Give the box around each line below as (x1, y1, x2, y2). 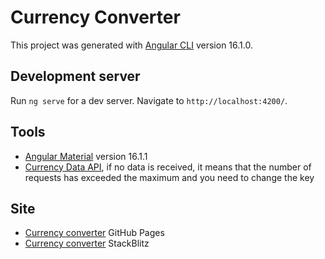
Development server (10, 68, 141, 85)
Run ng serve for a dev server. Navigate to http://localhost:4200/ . (10, 94, 288, 106)
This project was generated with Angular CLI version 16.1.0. (10, 39, 253, 51)
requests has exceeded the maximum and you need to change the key (24, 171, 315, 183)
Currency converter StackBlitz (24, 237, 150, 250)
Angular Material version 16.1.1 (24, 150, 148, 162)
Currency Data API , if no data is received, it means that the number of (24, 161, 312, 173)
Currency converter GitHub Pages (24, 227, 165, 239)
